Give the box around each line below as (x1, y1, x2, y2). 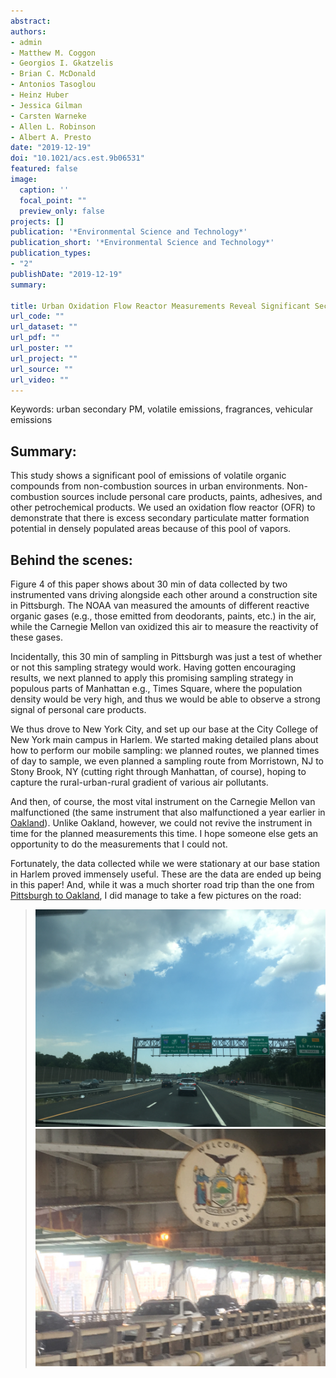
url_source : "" (10, 364, 74, 374)
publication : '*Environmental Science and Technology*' (10, 227, 248, 237)
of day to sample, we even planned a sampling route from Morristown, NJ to (10, 755, 324, 767)
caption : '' (19, 185, 70, 195)
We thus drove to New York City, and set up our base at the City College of (10, 723, 319, 735)
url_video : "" (10, 375, 70, 385)
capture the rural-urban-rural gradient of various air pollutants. (10, 776, 269, 788)
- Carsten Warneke (10, 111, 87, 121)
